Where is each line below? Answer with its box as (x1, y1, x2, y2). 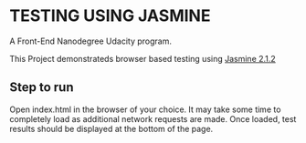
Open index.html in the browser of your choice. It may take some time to (9, 104, 281, 115)
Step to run (9, 79, 74, 96)
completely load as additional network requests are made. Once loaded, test (9, 113, 297, 124)
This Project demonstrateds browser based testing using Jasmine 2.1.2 (9, 53, 276, 64)
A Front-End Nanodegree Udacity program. (9, 36, 172, 46)
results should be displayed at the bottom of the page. (9, 123, 214, 134)
